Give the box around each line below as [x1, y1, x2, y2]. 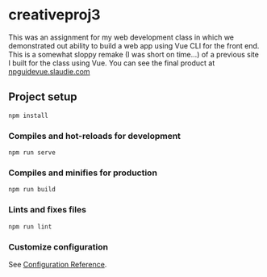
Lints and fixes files [8, 204, 87, 216]
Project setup [8, 90, 78, 104]
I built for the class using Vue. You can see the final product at [8, 58, 215, 68]
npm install [8, 111, 48, 120]
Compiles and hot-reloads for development [8, 130, 181, 141]
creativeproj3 [8, 6, 101, 24]
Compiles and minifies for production [8, 167, 157, 178]
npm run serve [8, 149, 56, 157]
